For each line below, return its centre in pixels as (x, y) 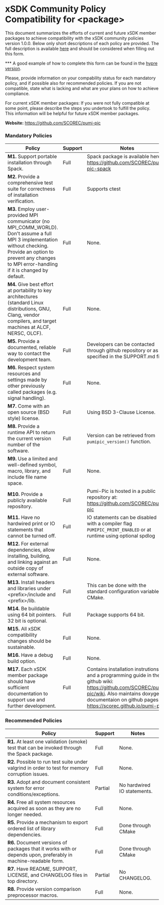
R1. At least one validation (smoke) (48, 742)
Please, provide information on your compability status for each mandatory (81, 78)
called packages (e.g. (32, 392)
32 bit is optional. (27, 621)
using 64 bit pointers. (32, 615)
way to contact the (29, 353)
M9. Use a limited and (32, 459)
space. (15, 483)
